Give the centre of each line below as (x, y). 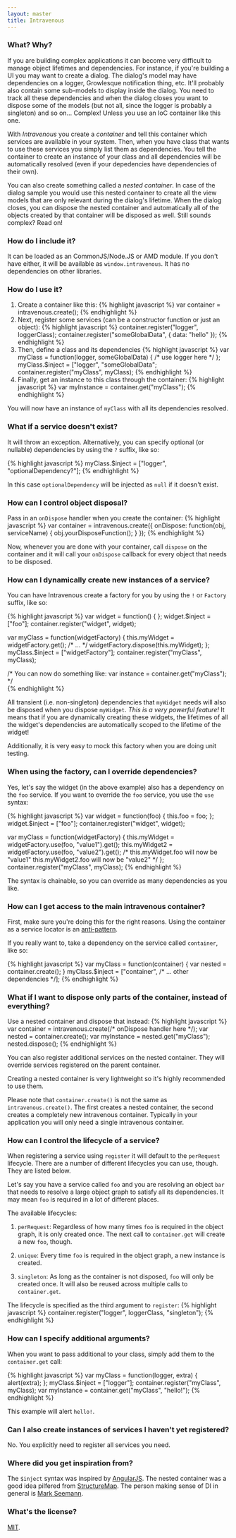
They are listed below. (39, 1171)
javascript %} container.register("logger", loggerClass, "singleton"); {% (110, 1313)
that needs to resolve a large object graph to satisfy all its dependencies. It (116, 1192)
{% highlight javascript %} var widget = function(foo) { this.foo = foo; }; (111, 816)
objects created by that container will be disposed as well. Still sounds (109, 215)
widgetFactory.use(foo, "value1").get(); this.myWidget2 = (90, 844)
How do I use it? (35, 290)
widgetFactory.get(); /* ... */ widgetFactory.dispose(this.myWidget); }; (108, 645)
